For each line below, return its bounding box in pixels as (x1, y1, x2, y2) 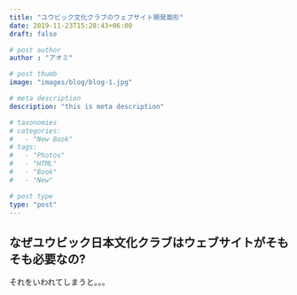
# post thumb (9, 70, 58, 79)
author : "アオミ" (9, 54, 74, 63)
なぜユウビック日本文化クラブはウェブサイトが (9, 235, 266, 250)
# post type (9, 191, 53, 200)
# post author (9, 45, 62, 54)
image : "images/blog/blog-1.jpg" (9, 78, 133, 87)
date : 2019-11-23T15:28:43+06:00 (9, 21, 133, 30)
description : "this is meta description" (9, 102, 165, 111)
